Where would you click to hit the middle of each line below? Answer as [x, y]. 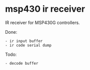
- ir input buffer [24, 41]
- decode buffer [22, 63]
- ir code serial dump [28, 45]
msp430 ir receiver [45, 9]
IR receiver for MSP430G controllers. [43, 23]
